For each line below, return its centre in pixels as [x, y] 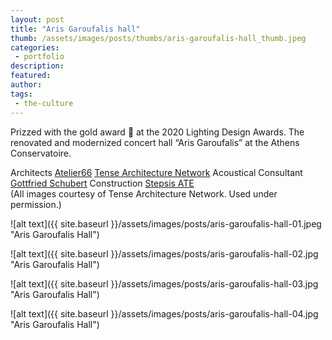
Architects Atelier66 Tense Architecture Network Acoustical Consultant [156, 172]
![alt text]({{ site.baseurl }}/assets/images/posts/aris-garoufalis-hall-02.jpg [164, 253]
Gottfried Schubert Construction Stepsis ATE [102, 183]
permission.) [36, 204]
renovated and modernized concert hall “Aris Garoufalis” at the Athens [155, 142]
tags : [21, 94]
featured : [31, 76]
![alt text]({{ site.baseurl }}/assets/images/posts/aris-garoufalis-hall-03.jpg [164, 283]
